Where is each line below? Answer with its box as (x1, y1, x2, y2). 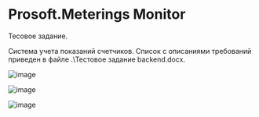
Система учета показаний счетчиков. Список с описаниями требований (8, 46, 252, 55)
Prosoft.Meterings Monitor (8, 5, 186, 23)
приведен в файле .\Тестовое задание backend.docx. (8, 55, 186, 64)
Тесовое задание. (8, 31, 68, 41)
